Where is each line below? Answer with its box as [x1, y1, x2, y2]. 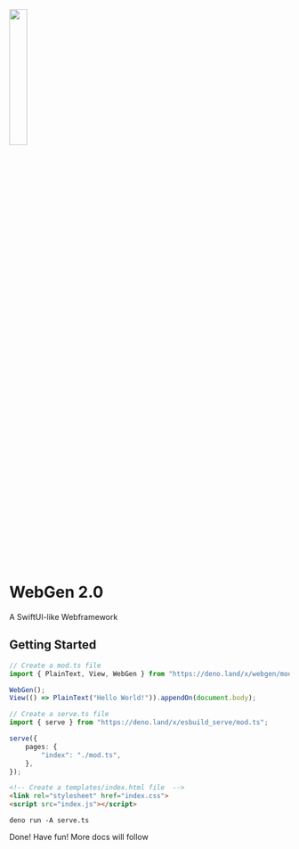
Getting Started [9, 637, 97, 653]
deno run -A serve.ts [9, 816, 90, 825]
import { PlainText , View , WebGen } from [9, 669, 166, 678]
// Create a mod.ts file [9, 661, 101, 670]
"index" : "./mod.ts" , [41, 750, 122, 760]
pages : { [25, 742, 58, 751]
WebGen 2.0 [9, 583, 104, 602]
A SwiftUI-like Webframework [9, 611, 118, 622]
